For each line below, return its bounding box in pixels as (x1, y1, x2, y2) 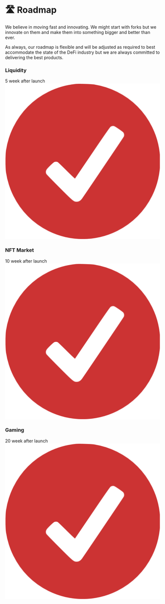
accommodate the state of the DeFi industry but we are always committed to (5, 49, 160, 55)
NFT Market (5, 247, 34, 254)
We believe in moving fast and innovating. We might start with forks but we (5, 24, 157, 30)
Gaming (5, 427, 25, 434)
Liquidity (5, 67, 27, 73)
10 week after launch (5, 258, 48, 264)
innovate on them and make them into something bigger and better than (5, 29, 151, 35)
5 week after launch (5, 78, 45, 84)
